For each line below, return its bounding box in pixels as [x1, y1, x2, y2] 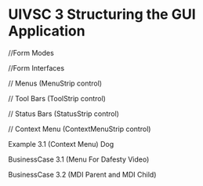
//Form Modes [8, 48, 55, 57]
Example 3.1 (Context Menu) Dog [8, 139, 114, 148]
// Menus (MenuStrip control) [8, 78, 103, 88]
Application [8, 22, 85, 40]
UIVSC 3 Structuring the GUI [8, 5, 196, 24]
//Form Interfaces [8, 63, 65, 72]
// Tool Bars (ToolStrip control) [8, 93, 106, 103]
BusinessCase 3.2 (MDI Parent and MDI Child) [8, 170, 157, 179]
